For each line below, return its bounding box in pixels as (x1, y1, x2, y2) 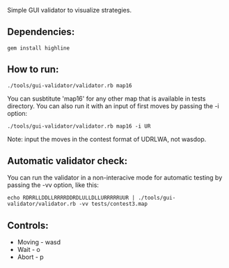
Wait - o (17, 246, 40, 254)
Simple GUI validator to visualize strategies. (7, 6, 132, 14)
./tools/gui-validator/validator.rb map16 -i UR (7, 122, 151, 130)
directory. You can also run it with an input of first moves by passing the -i (7, 101, 219, 110)
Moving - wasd (17, 238, 61, 246)
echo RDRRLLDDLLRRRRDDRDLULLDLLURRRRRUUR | (7, 195, 136, 202)
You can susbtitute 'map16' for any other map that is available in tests (7, 94, 206, 103)
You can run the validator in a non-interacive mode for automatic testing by (7, 174, 223, 182)
